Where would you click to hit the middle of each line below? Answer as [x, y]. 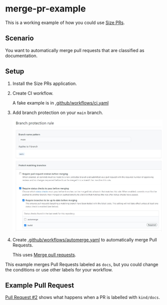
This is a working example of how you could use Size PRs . [65, 22]
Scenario [19, 38]
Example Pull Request [40, 285]
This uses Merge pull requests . [44, 254]
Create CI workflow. [33, 93]
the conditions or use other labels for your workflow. [59, 269]
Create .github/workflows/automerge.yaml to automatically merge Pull [85, 239]
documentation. [21, 55]
